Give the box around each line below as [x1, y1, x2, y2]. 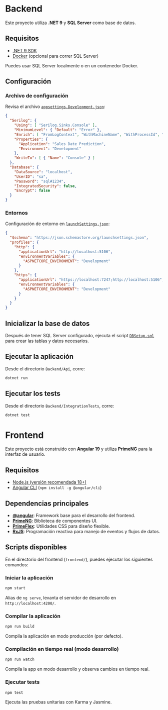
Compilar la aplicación [5, 613, 61, 620]
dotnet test [5, 413, 30, 418]
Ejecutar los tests [5, 389, 61, 398]
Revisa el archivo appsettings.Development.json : [5, 104, 105, 110]
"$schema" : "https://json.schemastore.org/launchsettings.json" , [9, 235, 149, 240]
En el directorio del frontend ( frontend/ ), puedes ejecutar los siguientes [5, 556, 153, 562]
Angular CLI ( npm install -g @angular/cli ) [12, 484, 102, 490]
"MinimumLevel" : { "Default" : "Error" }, [14, 128, 101, 133]
